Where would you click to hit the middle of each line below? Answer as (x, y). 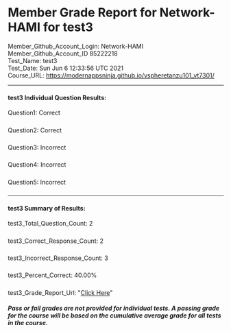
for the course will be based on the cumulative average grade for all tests (114, 316)
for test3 (68, 27)
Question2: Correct (35, 130)
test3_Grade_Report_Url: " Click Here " (60, 292)
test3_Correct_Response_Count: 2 (56, 241)
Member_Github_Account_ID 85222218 (63, 54)
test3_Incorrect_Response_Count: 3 (58, 258)
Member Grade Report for (82, 13)
